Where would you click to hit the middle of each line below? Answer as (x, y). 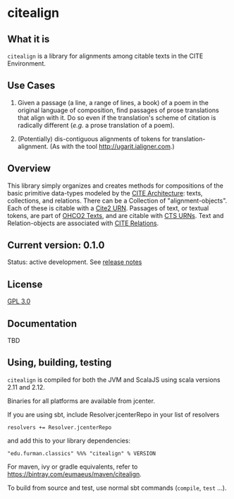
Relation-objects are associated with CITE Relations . (83, 223)
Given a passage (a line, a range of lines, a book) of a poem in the (113, 102)
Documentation (42, 324)
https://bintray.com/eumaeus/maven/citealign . (75, 474)
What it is (29, 39)
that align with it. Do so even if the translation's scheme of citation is (117, 117)
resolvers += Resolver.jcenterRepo (60, 427)
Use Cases (31, 86)
